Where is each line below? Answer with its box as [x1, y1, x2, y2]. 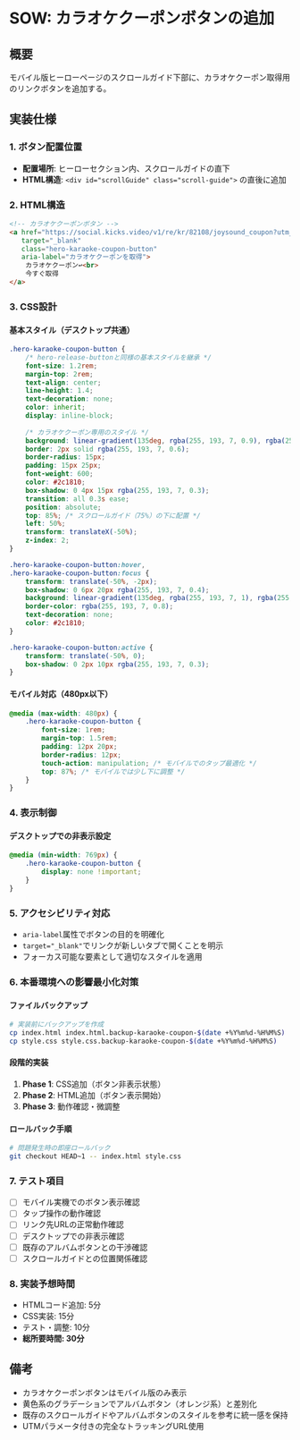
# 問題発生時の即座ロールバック [9, 1144, 111, 1153]
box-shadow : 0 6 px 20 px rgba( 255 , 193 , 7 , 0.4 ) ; [25, 585, 210, 595]
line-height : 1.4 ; [25, 386, 94, 395]
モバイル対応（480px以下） [9, 688, 113, 699]
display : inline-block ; [25, 411, 114, 420]
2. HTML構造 [9, 199, 65, 211]
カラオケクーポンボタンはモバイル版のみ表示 [21, 1387, 187, 1398]
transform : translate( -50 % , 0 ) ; [25, 651, 146, 660]
